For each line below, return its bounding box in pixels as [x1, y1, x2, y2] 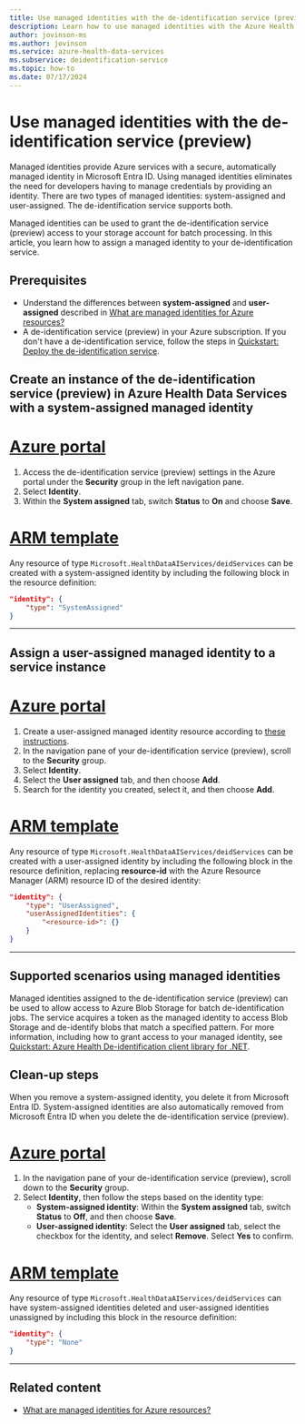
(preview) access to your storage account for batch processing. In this [9, 227, 272, 237]
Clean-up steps [9, 1067, 100, 1083]
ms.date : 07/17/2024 [9, 73, 88, 82]
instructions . [22, 735, 70, 746]
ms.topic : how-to [9, 65, 75, 74]
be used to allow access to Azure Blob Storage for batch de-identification [9, 1002, 284, 1013]
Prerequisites [9, 273, 87, 288]
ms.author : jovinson [9, 38, 88, 48]
